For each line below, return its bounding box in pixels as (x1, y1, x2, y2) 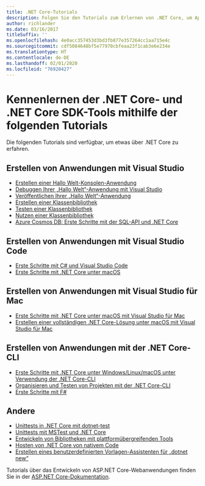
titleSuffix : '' (6, 32, 48, 38)
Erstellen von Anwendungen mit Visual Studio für (6, 286, 198, 297)
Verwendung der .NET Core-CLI (15, 375, 96, 382)
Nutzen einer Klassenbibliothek (15, 212, 94, 219)
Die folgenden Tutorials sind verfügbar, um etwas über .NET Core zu (6, 139, 179, 146)
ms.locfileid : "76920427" (6, 66, 72, 72)
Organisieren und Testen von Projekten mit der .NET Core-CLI (15, 381, 171, 389)
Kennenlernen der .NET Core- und (6, 93, 183, 106)
